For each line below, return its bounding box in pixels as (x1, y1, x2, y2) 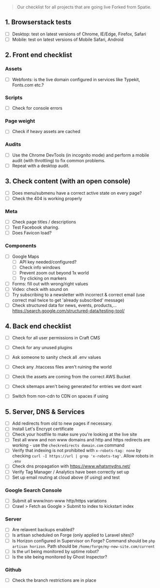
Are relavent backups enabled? (12, 527, 74, 533)
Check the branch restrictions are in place (12, 577, 96, 583)
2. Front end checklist (5, 51, 72, 59)
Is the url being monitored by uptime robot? (12, 548, 99, 554)
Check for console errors (12, 105, 63, 111)
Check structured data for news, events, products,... (12, 302, 117, 308)
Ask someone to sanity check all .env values (12, 354, 101, 360)
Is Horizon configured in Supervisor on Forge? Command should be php (12, 538, 156, 543)
